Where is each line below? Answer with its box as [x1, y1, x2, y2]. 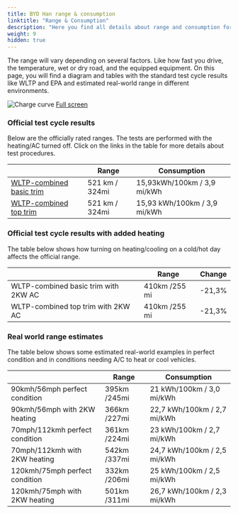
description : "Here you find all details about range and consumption [7, 23, 220, 31]
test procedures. [7, 149, 56, 158]
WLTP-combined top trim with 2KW [11, 301, 130, 311]
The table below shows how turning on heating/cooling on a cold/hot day [7, 244, 221, 253]
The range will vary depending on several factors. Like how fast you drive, [7, 56, 224, 65]
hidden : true [7, 37, 46, 44]
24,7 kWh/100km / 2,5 [149, 445, 227, 455]
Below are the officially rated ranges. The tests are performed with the [7, 134, 212, 143]
